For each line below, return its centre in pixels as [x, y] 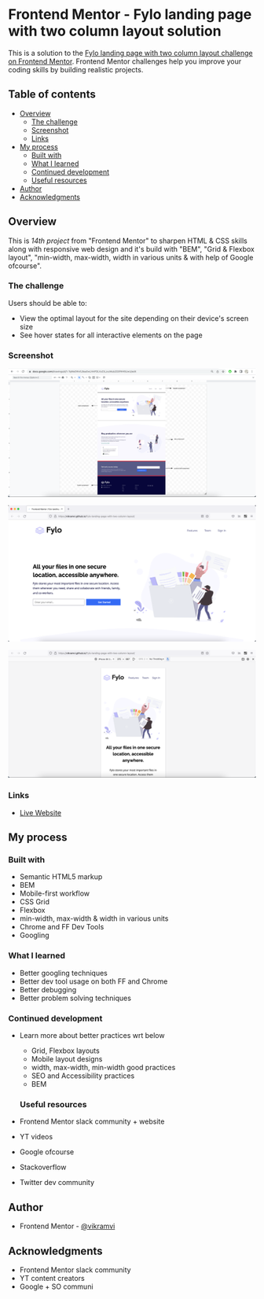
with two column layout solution [115, 31]
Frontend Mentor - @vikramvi [67, 1226]
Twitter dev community [57, 1183]
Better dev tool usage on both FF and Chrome [93, 981]
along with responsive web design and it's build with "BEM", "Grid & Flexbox [132, 248]
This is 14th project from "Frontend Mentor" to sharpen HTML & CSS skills [128, 241]
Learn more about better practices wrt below [92, 1036]
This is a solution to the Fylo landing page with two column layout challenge [130, 53]
